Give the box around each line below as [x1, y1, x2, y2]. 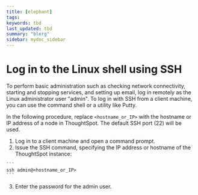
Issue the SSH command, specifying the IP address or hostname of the [14, 143, 191, 151]
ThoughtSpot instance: [14, 150, 72, 157]
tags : [6, 14, 20, 20]
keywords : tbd [6, 20, 42, 26]
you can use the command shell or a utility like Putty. [6, 101, 137, 109]
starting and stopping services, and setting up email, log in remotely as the [6, 88, 191, 96]
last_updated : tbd [6, 25, 52, 32]
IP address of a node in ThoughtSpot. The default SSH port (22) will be [6, 119, 182, 127]
